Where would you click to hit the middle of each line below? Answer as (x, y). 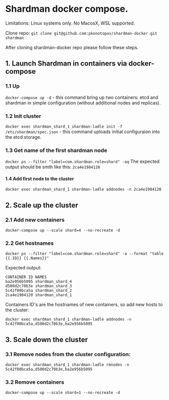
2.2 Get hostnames (29, 243)
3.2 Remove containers (35, 382)
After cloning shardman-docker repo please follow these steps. (72, 47)
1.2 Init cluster (23, 116)
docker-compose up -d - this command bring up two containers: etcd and (82, 97)
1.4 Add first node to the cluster (40, 178)
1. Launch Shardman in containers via (66, 64)
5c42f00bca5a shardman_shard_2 (39, 291)
